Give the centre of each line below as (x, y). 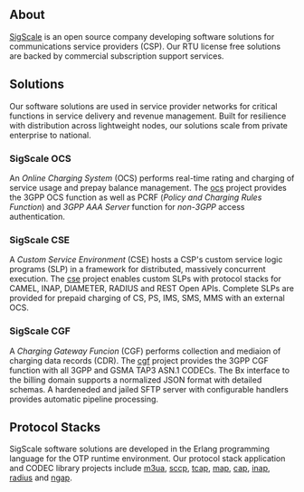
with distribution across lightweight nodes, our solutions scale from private (148, 125)
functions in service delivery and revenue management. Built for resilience (148, 116)
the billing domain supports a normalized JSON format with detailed (136, 380)
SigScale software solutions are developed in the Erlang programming (139, 449)
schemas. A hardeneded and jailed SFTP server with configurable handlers (149, 389)
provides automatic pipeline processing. (84, 399)
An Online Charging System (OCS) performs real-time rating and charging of (152, 178)
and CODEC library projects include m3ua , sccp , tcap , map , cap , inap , (140, 468)
